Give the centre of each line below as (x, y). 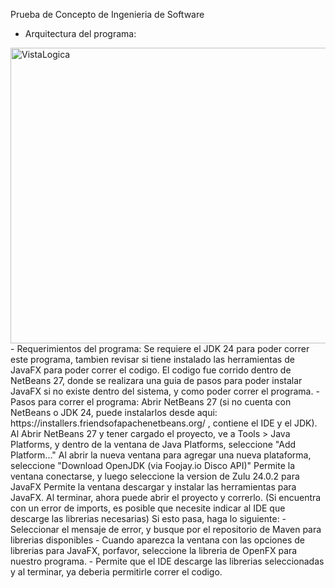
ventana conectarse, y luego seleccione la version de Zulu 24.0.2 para (155, 476)
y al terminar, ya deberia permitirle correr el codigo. (116, 572)
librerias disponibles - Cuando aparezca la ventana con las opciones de (158, 540)
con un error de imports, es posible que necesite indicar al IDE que (148, 508)
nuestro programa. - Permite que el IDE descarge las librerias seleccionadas (167, 561)
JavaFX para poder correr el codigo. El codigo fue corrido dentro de (151, 370)
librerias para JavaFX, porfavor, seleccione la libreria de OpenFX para (154, 550)
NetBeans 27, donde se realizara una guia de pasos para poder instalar (156, 380)
